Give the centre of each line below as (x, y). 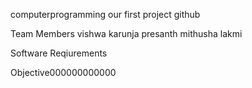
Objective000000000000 (63, 72)
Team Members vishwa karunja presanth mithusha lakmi (126, 33)
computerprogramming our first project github (105, 14)
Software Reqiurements (59, 53)
